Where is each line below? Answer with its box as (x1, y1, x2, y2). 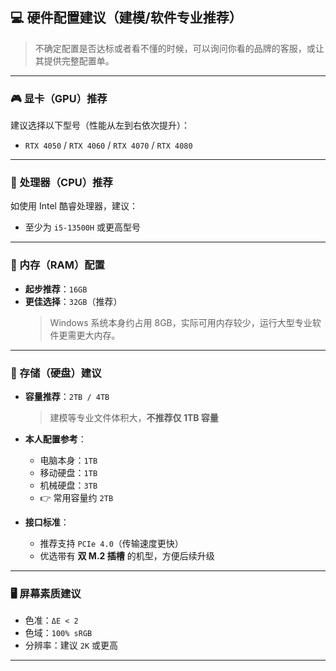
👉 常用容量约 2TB (39, 492, 114, 503)
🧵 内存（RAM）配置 (10, 258, 105, 272)
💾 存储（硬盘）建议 (10, 366, 102, 380)
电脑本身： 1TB (39, 454, 98, 466)
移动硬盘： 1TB (39, 467, 98, 478)
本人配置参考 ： (24, 433, 87, 445)
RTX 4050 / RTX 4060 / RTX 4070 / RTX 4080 (24, 139, 193, 152)
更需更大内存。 (58, 329, 121, 341)
